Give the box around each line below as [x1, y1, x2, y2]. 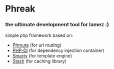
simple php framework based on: [5, 32, 73, 38]
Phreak [5, 3, 35, 15]
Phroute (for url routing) [12, 42, 61, 48]
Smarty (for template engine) [12, 53, 72, 59]
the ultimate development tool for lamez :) [5, 21, 109, 28]
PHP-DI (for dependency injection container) [12, 47, 104, 53]
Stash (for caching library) [12, 58, 66, 64]
